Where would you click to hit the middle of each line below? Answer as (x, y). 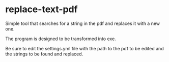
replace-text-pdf (41, 9)
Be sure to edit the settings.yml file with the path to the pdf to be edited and (84, 48)
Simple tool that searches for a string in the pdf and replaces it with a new (83, 23)
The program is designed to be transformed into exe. (61, 39)
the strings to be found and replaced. (44, 54)
